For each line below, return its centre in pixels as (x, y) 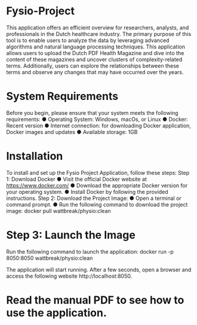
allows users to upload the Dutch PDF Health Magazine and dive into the (95, 53)
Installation (35, 156)
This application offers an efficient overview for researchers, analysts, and (98, 28)
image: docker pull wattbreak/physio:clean (59, 211)
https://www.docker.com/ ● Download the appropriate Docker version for (97, 185)
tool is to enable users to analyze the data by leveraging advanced (88, 40)
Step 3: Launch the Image (71, 235)
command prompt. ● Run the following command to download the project (97, 204)
